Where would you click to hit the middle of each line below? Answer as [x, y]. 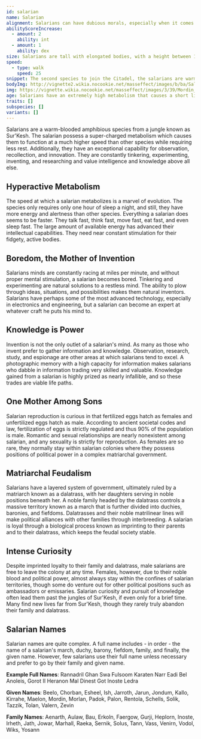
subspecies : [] [25, 107]
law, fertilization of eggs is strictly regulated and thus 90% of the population [100, 429]
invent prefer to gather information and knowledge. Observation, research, [98, 351]
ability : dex [33, 51]
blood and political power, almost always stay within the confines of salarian [100, 579]
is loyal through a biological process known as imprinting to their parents [96, 526]
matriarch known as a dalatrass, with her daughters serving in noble [90, 494]
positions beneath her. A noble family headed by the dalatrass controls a [95, 500]
